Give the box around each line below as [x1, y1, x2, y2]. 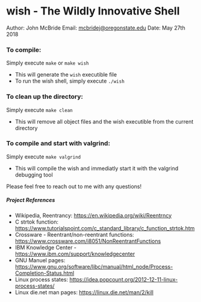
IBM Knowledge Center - [14, 244, 77, 251]
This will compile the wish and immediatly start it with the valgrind [14, 165, 179, 172]
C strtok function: [14, 218, 59, 225]
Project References [6, 197, 55, 204]
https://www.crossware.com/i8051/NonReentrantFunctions [14, 237, 161, 245]
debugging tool [14, 171, 53, 178]
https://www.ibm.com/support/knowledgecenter [14, 250, 135, 257]
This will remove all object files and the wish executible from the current [14, 118, 194, 125]
